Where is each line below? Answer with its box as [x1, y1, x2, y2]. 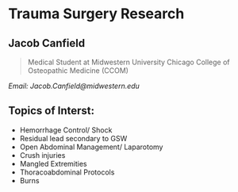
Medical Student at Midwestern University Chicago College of [27, 57, 230, 67]
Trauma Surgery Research [8, 5, 185, 23]
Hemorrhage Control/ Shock [19, 125, 113, 135]
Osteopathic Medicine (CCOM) [27, 66, 129, 75]
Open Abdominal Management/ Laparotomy [19, 142, 163, 152]
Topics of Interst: [8, 104, 95, 117]
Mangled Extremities [19, 159, 87, 168]
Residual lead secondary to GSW [19, 133, 128, 143]
